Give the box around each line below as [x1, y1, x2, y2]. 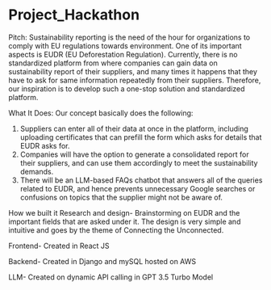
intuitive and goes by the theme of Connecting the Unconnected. [8, 225, 224, 235]
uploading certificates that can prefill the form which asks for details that [19, 132, 262, 142]
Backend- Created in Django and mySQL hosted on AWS [8, 256, 196, 266]
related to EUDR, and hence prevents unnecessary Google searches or [19, 183, 256, 193]
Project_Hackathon [8, 6, 140, 24]
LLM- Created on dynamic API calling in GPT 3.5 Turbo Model [8, 272, 214, 282]
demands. [19, 166, 54, 176]
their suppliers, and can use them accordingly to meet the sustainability [19, 158, 258, 167]
